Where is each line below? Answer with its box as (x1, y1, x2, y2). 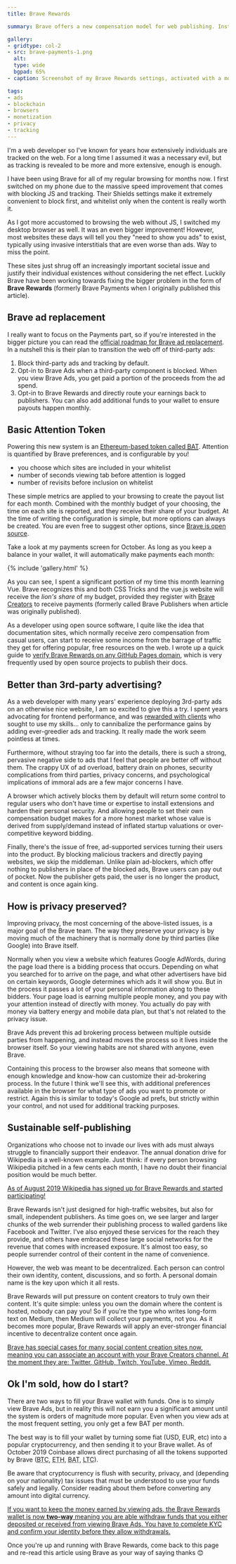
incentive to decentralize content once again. (7, 1329, 138, 1338)
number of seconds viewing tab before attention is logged (17, 471, 186, 480)
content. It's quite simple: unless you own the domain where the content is (7, 1299, 223, 1308)
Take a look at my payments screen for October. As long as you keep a (7, 543, 212, 551)
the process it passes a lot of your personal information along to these (7, 985, 211, 993)
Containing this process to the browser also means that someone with (7, 1065, 210, 1072)
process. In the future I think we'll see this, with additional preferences (7, 1079, 211, 1087)
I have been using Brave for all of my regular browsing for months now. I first (7, 174, 229, 183)
